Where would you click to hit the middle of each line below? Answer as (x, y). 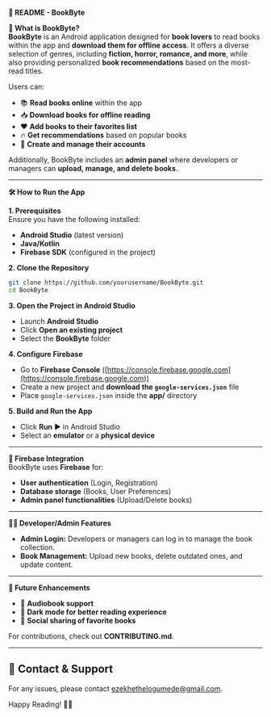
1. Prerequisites (35, 211)
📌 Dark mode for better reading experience (93, 612)
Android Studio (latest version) (72, 235)
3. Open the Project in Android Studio (72, 305)
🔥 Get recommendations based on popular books (103, 135)
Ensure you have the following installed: (75, 219)
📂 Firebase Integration (46, 458)
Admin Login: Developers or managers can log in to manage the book (136, 539)
